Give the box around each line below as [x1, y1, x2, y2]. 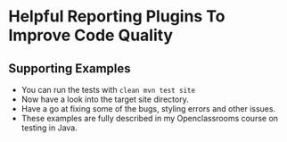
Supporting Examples [8, 61, 131, 76]
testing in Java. [20, 122, 78, 133]
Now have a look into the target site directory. [20, 94, 189, 104]
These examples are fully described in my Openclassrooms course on [20, 113, 278, 123]
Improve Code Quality [8, 25, 174, 46]
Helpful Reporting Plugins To [8, 6, 225, 27]
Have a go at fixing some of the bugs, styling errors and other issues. [20, 104, 276, 113]
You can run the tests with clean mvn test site [20, 85, 196, 95]
